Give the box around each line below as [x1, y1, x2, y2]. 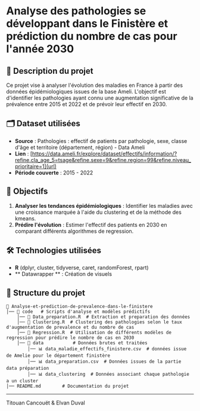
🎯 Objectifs [6, 186, 48, 197]
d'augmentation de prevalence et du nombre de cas [6, 325, 135, 331]
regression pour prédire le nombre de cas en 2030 [6, 335, 135, 341]
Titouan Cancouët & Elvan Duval [6, 399, 85, 406]
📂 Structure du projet [6, 288, 85, 298]
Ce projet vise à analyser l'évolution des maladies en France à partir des [6, 82, 183, 89]
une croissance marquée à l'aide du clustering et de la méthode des [14, 208, 182, 216]
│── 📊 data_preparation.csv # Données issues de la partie [27, 359, 182, 365]
